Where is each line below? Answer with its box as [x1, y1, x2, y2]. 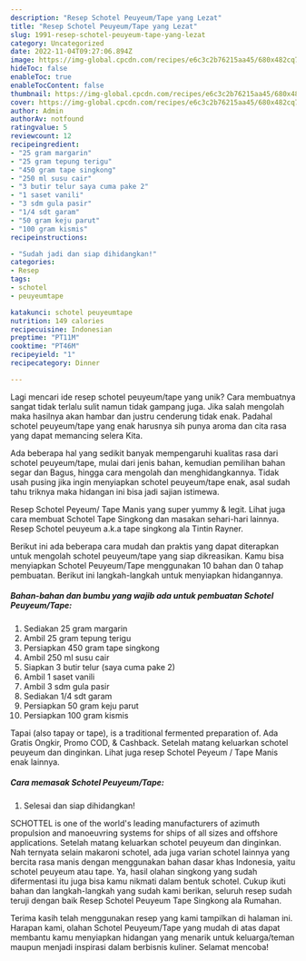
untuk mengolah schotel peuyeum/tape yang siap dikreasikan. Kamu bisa [10, 550, 284, 561]
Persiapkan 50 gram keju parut [23, 700, 139, 711]
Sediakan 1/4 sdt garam [23, 690, 113, 701]
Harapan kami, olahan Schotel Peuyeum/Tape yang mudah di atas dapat [10, 922, 281, 933]
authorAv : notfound [10, 114, 84, 124]
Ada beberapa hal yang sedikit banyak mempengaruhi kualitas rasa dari [10, 447, 279, 459]
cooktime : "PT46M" [10, 342, 80, 351]
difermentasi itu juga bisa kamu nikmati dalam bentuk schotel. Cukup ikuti [10, 876, 286, 887]
